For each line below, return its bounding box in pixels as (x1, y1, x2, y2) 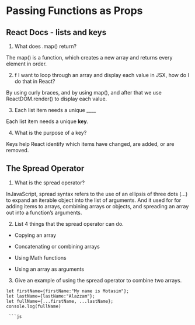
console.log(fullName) (6, 303, 61, 309)
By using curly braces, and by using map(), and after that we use (6, 89, 162, 96)
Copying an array (14, 232, 57, 239)
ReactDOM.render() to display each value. (6, 95, 107, 102)
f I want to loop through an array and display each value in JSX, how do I (14, 72, 190, 78)
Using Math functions (14, 254, 67, 261)
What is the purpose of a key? (14, 130, 87, 136)
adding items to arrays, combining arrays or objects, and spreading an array (6, 202, 189, 209)
